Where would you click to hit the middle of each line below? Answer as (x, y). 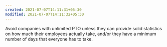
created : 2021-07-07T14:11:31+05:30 (43, 10)
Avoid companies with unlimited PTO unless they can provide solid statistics (83, 28)
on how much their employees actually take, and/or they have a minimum (81, 34)
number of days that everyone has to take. (49, 39)
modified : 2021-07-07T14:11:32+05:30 (45, 14)
